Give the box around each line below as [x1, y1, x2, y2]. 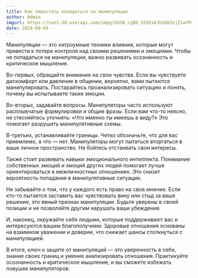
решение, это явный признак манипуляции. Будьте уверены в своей [6, 198, 179, 206]
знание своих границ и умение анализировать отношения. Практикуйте [6, 253, 189, 260]
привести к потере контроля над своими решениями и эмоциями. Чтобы [6, 48, 191, 55]
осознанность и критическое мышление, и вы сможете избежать [6, 259, 172, 266]
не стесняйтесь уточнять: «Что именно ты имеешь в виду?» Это [6, 114, 169, 121]
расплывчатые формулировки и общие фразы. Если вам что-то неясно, [6, 108, 187, 115]
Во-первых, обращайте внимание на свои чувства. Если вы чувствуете [6, 71, 187, 78]
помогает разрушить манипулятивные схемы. [6, 120, 123, 127]
